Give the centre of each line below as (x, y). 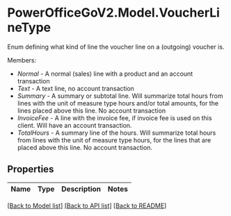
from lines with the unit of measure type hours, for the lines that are (114, 140)
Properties (31, 169)
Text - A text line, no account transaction (75, 88)
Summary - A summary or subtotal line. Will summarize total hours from (120, 96)
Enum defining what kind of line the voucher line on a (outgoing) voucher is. (116, 47)
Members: (22, 60)
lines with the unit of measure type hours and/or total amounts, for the (118, 103)
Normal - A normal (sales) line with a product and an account (105, 74)
